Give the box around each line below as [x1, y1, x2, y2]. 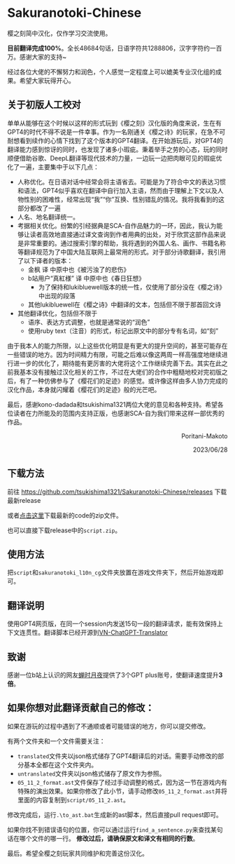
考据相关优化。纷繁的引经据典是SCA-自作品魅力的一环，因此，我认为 [17, 221, 217, 229]
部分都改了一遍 [17, 203, 61, 212]
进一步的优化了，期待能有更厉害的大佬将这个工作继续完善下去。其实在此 [13, 359, 222, 367]
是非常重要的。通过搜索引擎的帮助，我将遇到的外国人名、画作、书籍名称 [17, 238, 226, 247]
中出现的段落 [38, 291, 76, 299]
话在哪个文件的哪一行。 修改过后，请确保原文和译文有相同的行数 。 [7, 834, 199, 842]
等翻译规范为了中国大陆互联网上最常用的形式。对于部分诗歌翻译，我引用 [17, 248, 226, 256]
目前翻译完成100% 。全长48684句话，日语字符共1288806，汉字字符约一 [7, 43, 216, 52]
